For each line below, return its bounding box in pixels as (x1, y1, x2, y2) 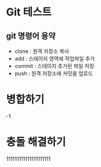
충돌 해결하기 (6, 136, 66, 149)
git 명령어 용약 (6, 31, 56, 41)
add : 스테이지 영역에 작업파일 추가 (14, 55, 95, 62)
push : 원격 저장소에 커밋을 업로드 (14, 70, 93, 77)
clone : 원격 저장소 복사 (14, 48, 69, 54)
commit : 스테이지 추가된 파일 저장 (14, 63, 95, 69)
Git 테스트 (6, 5, 52, 19)
